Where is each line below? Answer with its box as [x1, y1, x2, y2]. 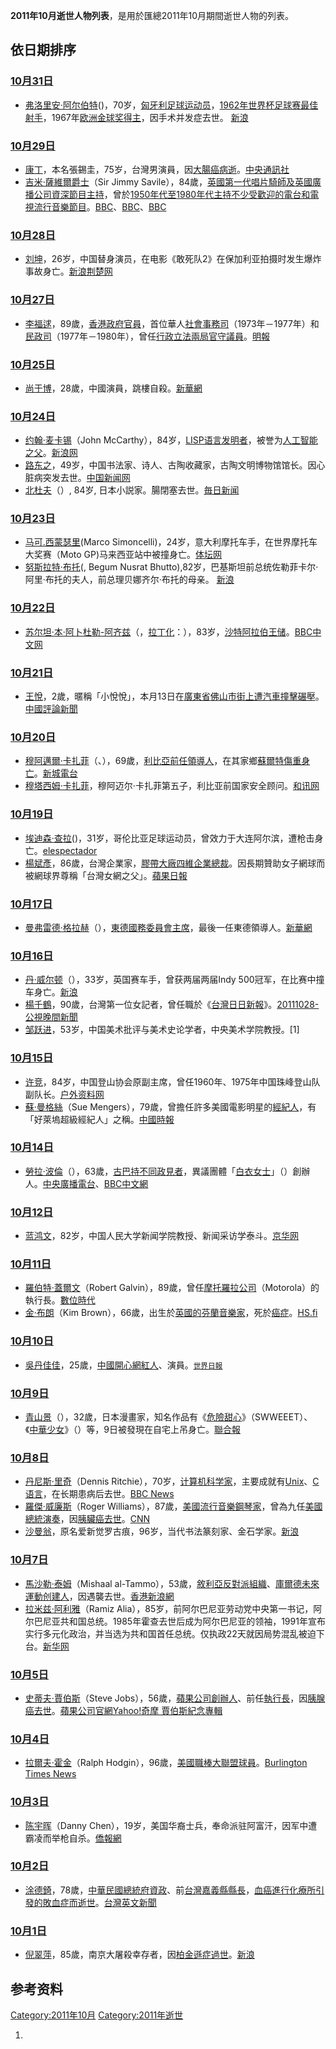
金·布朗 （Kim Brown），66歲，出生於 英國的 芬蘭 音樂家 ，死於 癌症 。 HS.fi [24, 1307, 318, 1319]
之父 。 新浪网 [24, 447, 78, 459]
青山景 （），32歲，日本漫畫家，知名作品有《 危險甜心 [24, 1411, 242, 1423]
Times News [24, 1768, 77, 1780]
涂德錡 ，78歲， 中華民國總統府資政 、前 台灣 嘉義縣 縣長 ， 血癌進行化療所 [24, 1884, 317, 1896]
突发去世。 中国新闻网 [42, 472, 131, 484]
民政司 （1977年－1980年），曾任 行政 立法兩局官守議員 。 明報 [24, 330, 270, 342]
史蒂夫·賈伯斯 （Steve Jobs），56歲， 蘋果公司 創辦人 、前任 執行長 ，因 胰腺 [24, 1692, 326, 1704]
